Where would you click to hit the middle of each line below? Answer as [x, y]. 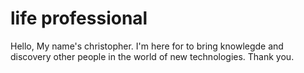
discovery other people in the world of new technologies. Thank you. [152, 56]
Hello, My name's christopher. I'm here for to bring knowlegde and [147, 46]
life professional [79, 18]
